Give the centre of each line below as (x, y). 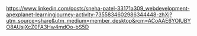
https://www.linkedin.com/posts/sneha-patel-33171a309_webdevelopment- (98, 8)
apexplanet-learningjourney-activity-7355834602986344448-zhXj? (89, 15)
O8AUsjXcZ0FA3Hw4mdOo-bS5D (48, 27)
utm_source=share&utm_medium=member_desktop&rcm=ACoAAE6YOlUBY (98, 21)
